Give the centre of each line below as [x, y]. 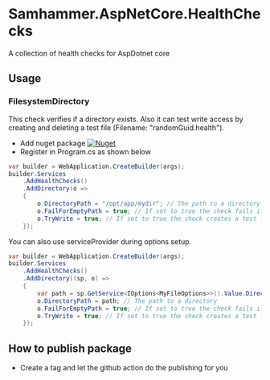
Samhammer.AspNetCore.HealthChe [135, 14]
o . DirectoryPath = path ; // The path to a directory [127, 301]
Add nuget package [53, 143]
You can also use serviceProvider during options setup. [100, 241]
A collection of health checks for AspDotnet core [89, 53]
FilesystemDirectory [49, 101]
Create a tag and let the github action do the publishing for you [124, 368]
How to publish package [70, 348]
